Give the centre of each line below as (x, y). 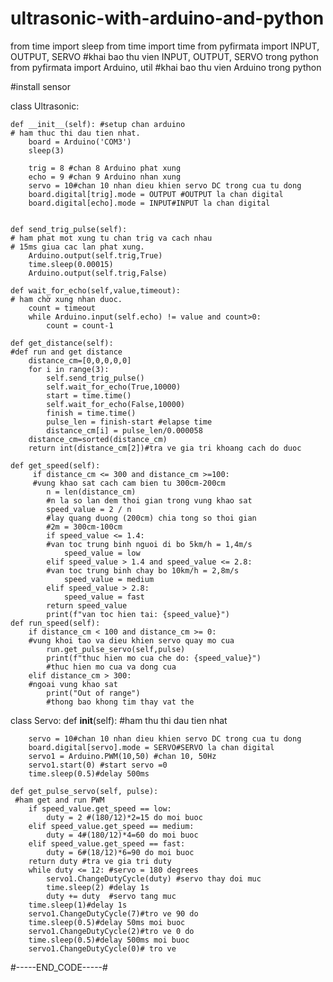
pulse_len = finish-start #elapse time (129, 422)
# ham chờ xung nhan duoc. (66, 299)
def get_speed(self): (55, 465)
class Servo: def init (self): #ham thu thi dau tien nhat (119, 720)
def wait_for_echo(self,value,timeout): (96, 290)
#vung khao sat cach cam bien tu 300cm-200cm (129, 483)
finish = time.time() (91, 413)
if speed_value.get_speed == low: (100, 808)
